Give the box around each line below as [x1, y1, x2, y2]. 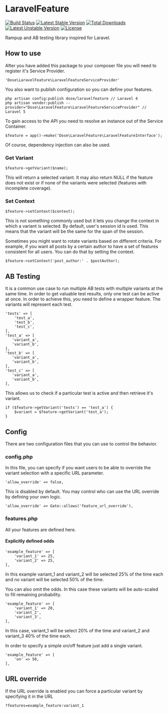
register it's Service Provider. [5, 68, 65, 74]
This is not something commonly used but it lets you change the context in [5, 218, 159, 224]
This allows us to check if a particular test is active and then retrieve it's [5, 390, 153, 396]
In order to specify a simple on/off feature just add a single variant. [5, 642, 143, 648]
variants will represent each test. [5, 301, 73, 307]
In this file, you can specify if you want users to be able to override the [5, 465, 151, 471]
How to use [5, 49, 41, 58]
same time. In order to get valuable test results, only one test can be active [5, 291, 159, 297]
